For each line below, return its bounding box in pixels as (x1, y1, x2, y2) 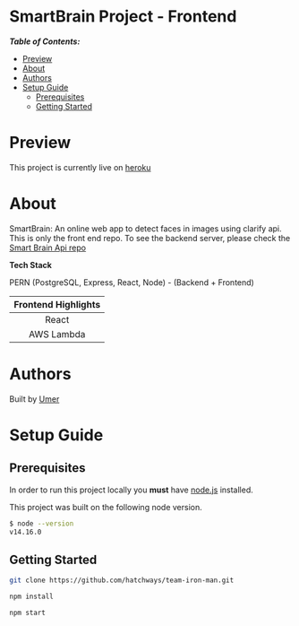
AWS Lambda (28, 327, 86, 340)
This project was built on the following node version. (9, 501, 203, 512)
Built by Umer (9, 393, 60, 404)
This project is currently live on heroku (9, 161, 151, 172)
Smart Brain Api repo (9, 242, 87, 253)
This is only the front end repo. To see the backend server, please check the (9, 232, 291, 243)
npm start (9, 608, 47, 618)
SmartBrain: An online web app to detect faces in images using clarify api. (9, 222, 282, 234)
